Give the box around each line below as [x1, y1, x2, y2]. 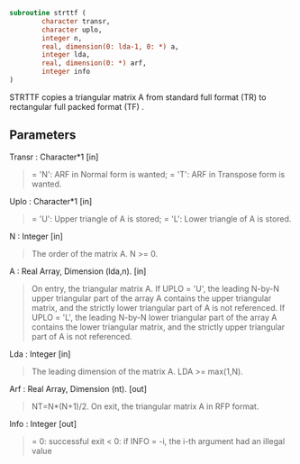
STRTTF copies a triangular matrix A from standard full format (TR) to [9, 91, 267, 103]
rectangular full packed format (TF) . [9, 101, 144, 112]
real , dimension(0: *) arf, [41, 59, 147, 68]
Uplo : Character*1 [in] [9, 196, 93, 206]
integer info [41, 68, 91, 77]
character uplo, [41, 25, 103, 34]
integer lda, [41, 50, 91, 59]
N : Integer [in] [9, 231, 63, 241]
